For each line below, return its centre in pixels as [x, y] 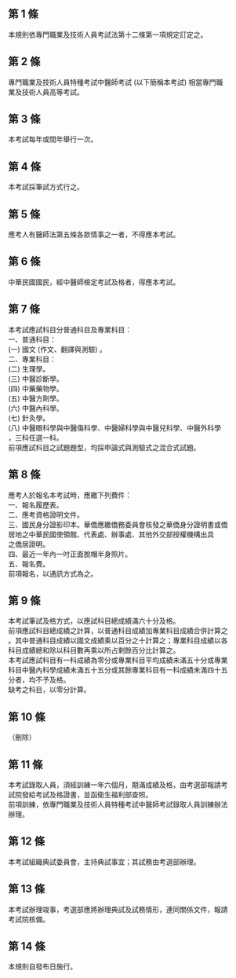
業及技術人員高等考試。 [46, 92]
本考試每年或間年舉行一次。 [53, 139]
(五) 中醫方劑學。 [36, 398]
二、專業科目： [32, 359]
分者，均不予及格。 [39, 680]
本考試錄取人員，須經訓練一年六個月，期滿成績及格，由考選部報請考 [118, 785]
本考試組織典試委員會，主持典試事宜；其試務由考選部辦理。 [104, 862]
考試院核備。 [29, 919]
